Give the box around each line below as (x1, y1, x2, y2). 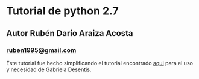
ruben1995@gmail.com (6, 46, 77, 54)
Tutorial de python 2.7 (6, 4, 119, 18)
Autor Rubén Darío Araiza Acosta (6, 28, 134, 38)
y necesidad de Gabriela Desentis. (6, 66, 92, 73)
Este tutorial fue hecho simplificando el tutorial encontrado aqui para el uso (6, 59, 193, 66)
